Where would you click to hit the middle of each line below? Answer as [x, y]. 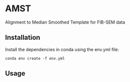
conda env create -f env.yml [35, 58]
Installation [23, 38]
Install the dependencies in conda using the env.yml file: [62, 49]
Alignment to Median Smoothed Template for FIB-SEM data [65, 22]
